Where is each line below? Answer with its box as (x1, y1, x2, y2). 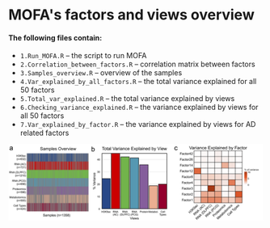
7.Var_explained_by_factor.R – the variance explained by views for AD (19, 120, 256, 129)
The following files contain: (8, 32, 103, 42)
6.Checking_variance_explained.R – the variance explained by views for (19, 103, 259, 112)
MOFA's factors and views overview (8, 6, 255, 24)
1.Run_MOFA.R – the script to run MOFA (19, 51, 147, 61)
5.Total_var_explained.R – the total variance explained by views (19, 94, 235, 103)
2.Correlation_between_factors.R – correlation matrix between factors (19, 59, 256, 70)
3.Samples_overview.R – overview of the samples (19, 68, 183, 78)
